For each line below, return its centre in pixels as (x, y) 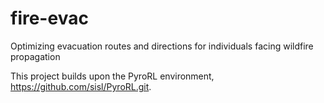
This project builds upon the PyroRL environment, (112, 76)
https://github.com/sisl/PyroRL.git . (81, 86)
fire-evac (49, 18)
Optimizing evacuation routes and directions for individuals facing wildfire (162, 46)
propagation (35, 56)
